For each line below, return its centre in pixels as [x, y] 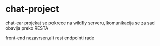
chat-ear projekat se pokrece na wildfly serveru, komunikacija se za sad [80, 23]
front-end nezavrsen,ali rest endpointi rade [50, 38]
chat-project [32, 9]
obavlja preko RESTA [27, 28]
